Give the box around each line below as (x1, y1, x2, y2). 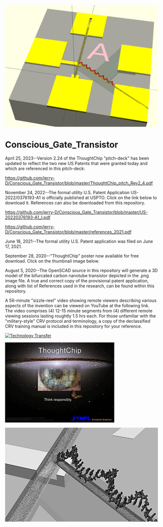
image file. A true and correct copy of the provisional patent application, (5, 278, 149, 283)
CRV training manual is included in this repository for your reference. (5, 323, 142, 329)
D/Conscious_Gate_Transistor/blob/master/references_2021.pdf (5, 229, 132, 235)
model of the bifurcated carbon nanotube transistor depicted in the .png (5, 272, 149, 279)
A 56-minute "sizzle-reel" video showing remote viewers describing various (5, 297, 157, 303)
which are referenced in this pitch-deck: (5, 165, 85, 171)
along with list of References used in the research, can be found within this (5, 283, 155, 289)
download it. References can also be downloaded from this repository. (5, 199, 146, 206)
